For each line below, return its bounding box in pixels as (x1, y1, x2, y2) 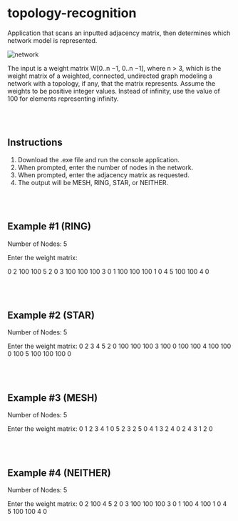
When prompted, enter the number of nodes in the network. (17, 163, 194, 172)
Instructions (7, 137, 63, 149)
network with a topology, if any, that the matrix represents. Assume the (7, 79, 216, 87)
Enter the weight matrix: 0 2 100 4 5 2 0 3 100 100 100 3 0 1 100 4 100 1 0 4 (7, 500, 227, 508)
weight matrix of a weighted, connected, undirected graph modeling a (7, 71, 212, 80)
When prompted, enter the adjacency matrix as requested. (17, 170, 190, 179)
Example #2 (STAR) (7, 309, 95, 321)
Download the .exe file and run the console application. (17, 155, 180, 164)
